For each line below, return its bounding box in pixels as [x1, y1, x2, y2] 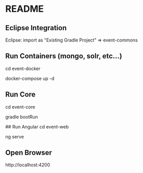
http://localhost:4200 [5, 162, 50, 168]
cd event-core [5, 103, 35, 110]
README [5, 3, 44, 15]
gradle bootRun [5, 114, 38, 120]
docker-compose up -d [5, 75, 55, 81]
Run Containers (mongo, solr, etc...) [5, 52, 122, 60]
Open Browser [5, 148, 52, 157]
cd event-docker [5, 65, 40, 72]
